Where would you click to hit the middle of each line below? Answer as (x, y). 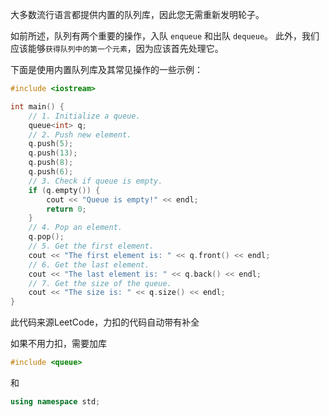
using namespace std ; (55, 402)
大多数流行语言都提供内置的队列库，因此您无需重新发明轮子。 (137, 14)
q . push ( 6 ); (51, 172)
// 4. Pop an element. (75, 228)
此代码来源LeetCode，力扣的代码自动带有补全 (105, 322)
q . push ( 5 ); (51, 144)
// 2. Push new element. (80, 134)
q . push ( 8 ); (51, 163)
